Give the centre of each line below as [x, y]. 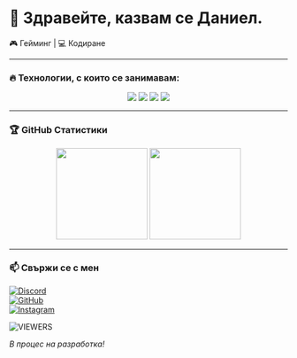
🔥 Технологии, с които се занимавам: [95, 77]
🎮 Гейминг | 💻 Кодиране [57, 43]
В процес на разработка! [57, 344]
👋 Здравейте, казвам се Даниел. [136, 18]
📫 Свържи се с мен [54, 268]
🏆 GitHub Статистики [58, 130]
